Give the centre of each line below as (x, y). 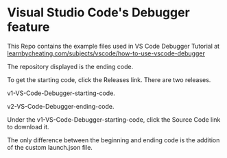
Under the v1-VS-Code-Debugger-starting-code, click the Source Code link (114, 119)
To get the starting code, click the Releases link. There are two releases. (109, 79)
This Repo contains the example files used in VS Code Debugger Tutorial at (113, 46)
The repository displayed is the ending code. (70, 66)
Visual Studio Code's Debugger (98, 13)
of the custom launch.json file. (50, 147)
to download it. (28, 127)
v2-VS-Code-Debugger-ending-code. (61, 106)
